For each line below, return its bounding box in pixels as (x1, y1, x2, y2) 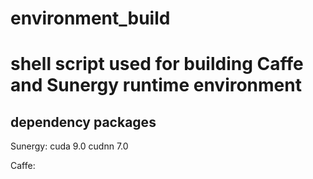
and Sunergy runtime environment (10, 74, 302, 97)
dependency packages (10, 113, 157, 131)
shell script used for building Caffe (10, 53, 304, 76)
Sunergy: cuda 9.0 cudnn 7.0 (10, 140, 129, 152)
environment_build (10, 7, 171, 30)
